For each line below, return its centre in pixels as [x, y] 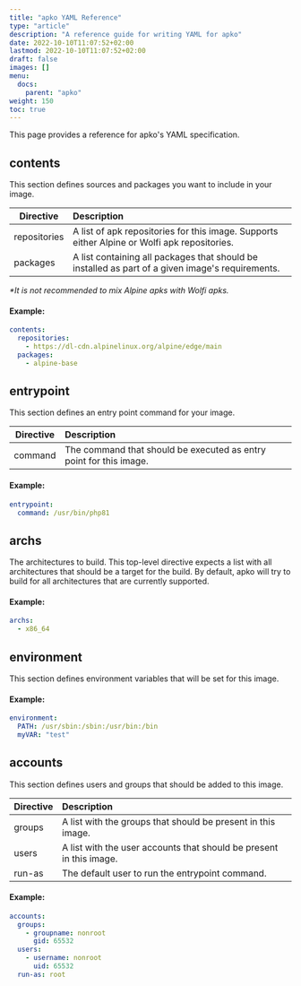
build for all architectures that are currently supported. [109, 581]
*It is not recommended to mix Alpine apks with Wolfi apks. [119, 290]
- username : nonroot [64, 958]
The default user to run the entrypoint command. [164, 873]
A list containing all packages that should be [165, 257]
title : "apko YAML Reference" [66, 17]
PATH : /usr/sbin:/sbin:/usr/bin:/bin [88, 727]
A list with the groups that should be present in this [169, 821]
